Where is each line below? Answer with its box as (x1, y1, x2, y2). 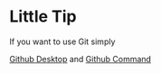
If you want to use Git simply (9, 36, 116, 47)
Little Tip (9, 6, 77, 27)
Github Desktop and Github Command (9, 53, 152, 64)
